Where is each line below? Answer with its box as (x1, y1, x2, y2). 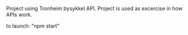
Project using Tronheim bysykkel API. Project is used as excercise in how (6, 5, 183, 12)
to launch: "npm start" (6, 23, 60, 29)
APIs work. (6, 11, 32, 18)
